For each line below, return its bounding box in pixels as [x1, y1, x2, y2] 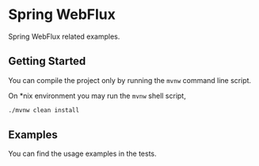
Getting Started [8, 55, 86, 68]
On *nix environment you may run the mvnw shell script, [8, 91, 186, 100]
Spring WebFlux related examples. [8, 32, 120, 41]
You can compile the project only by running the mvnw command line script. [8, 75, 252, 85]
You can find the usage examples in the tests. [8, 149, 157, 159]
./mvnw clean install [8, 106, 80, 114]
